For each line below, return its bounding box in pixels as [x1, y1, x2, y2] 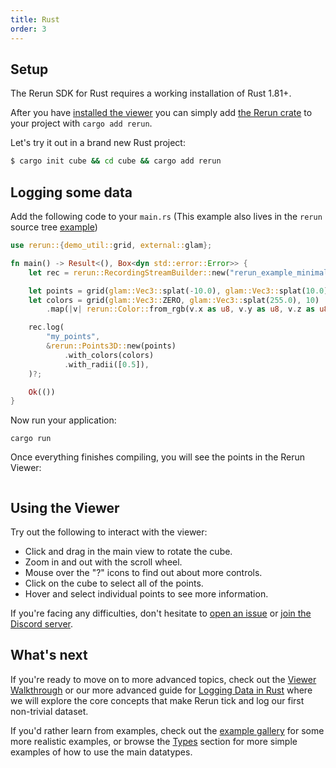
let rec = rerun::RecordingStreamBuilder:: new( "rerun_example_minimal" [28, 267, 333, 278]
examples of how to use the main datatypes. [10, 746, 193, 758]
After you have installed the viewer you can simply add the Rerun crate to [10, 107, 313, 119]
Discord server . [10, 618, 74, 630]
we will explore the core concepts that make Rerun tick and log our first [10, 694, 305, 706]
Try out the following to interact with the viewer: [10, 526, 208, 538]
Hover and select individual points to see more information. [24, 588, 269, 600]
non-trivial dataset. [10, 705, 89, 717]
